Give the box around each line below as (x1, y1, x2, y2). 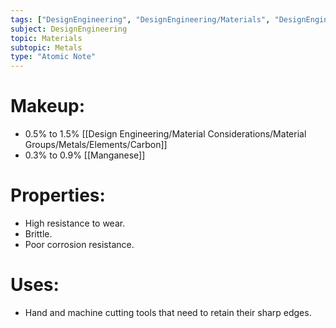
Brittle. (24, 228, 53, 240)
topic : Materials (10, 33, 83, 43)
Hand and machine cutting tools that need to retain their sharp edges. (24, 306, 312, 318)
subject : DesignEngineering (10, 24, 128, 34)
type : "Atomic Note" (10, 52, 97, 62)
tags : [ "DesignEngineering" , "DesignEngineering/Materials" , (10, 14, 271, 25)
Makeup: (10, 95, 86, 118)
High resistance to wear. (24, 217, 126, 229)
